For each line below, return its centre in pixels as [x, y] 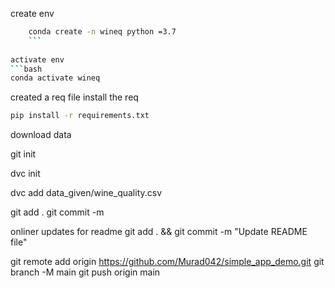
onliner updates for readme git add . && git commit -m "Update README [159, 232]
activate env [37, 59]
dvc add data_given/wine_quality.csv [86, 193]
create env [32, 13]
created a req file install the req [74, 97]
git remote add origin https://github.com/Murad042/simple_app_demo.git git [167, 262]
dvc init [25, 174]
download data [41, 135]
